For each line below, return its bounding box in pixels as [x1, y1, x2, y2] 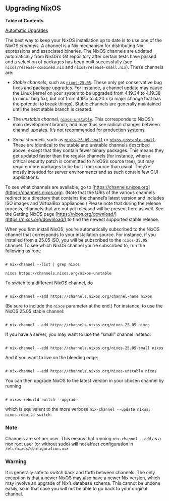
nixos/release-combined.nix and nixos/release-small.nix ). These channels [5, 64, 164, 70]
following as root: [5, 248, 41, 254]
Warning [5, 458, 27, 465]
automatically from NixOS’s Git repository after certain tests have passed [5, 53, 156, 59]
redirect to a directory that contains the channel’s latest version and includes [5, 195, 164, 201]
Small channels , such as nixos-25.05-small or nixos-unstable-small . [12, 136, 156, 142]
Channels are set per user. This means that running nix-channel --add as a [5, 436, 161, 442]
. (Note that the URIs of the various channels [63, 189, 155, 196]
